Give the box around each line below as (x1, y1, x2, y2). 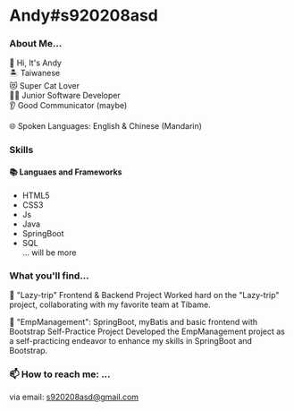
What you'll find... (9, 270, 89, 282)
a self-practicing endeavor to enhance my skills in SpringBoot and (9, 335, 253, 346)
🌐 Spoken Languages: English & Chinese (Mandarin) (9, 121, 203, 132)
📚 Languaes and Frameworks (9, 167, 122, 177)
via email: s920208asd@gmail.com (9, 391, 139, 403)
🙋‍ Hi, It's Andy (9, 57, 63, 68)
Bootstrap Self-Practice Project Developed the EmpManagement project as (9, 326, 286, 337)
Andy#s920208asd (9, 5, 159, 26)
